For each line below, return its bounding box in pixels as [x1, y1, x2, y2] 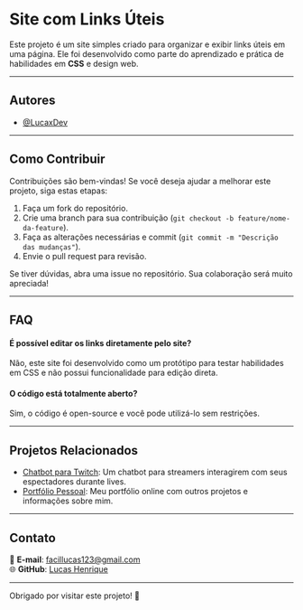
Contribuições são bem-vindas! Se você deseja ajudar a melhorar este [9, 175, 271, 186]
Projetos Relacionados [9, 443, 138, 458]
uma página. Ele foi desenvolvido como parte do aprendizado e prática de [9, 48, 284, 59]
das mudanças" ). [22, 240, 81, 252]
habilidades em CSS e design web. [9, 58, 139, 69]
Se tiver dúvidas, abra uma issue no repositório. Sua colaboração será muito [9, 267, 293, 279]
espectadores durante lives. [22, 476, 126, 487]
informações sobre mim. [22, 495, 114, 506]
